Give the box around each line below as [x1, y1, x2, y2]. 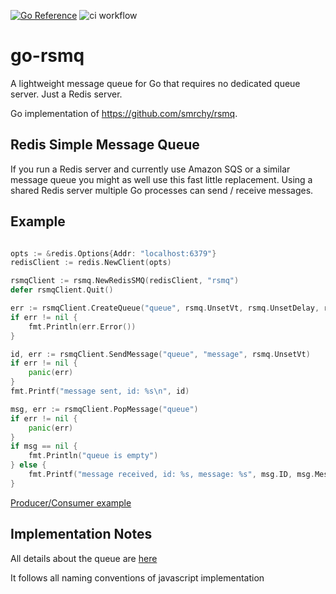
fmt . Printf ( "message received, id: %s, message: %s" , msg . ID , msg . [28, 470, 315, 480]
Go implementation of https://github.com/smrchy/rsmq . [10, 107, 238, 119]
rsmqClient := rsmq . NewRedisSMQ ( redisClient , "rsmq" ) [10, 276, 240, 286]
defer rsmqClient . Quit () [10, 285, 114, 295]
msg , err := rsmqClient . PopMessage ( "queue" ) [10, 404, 199, 414]
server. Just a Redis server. [10, 88, 123, 100]
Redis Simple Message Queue [10, 136, 200, 154]
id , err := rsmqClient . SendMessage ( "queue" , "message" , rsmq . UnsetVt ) [10, 349, 311, 359]
